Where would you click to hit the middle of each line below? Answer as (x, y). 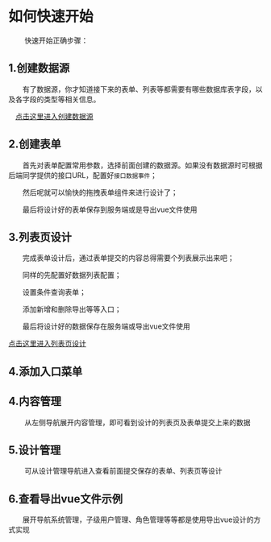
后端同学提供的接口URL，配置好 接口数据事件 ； (83, 175)
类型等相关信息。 (72, 99)
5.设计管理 (35, 450)
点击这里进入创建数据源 (54, 116)
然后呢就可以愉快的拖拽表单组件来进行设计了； (100, 192)
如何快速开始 (51, 17)
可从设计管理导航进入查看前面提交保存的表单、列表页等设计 (123, 471)
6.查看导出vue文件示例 (66, 499)
